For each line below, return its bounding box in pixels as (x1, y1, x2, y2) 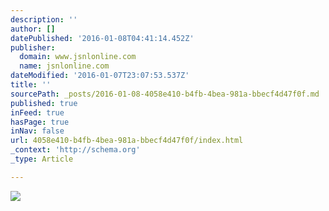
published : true (10, 98, 78, 108)
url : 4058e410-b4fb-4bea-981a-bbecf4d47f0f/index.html (10, 136, 244, 146)
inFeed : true (10, 107, 65, 118)
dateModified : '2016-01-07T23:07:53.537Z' (10, 71, 190, 81)
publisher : (10, 42, 56, 53)
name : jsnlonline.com (19, 61, 110, 71)
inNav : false (10, 126, 65, 136)
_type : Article (10, 154, 74, 164)
